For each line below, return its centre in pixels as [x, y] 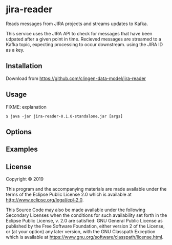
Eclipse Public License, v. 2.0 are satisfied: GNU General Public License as [84, 221]
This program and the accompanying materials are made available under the [86, 189]
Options [19, 132]
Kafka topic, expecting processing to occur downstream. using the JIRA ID [84, 44]
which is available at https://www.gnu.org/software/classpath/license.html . [85, 237]
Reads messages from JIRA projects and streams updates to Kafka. [77, 24]
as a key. [15, 50]
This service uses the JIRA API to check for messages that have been [79, 33]
